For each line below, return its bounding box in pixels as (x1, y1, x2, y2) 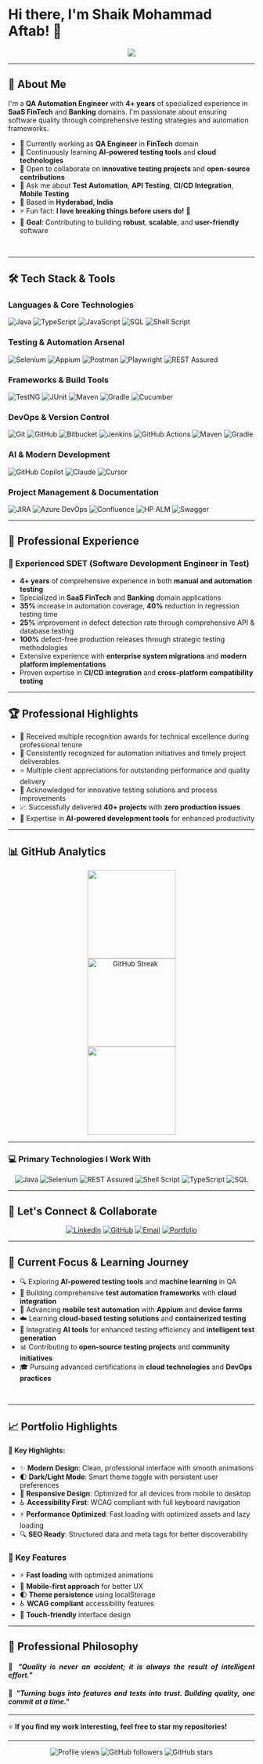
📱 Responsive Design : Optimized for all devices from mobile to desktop (19, 1488, 251, 1498)
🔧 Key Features (8, 1552, 67, 1563)
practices (19, 1374, 52, 1383)
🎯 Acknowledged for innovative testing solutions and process (19, 785, 218, 794)
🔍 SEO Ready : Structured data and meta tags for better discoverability (19, 1529, 248, 1539)
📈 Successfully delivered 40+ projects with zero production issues (19, 802, 241, 812)
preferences (19, 1480, 59, 1489)
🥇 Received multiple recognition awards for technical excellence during (19, 732, 249, 741)
